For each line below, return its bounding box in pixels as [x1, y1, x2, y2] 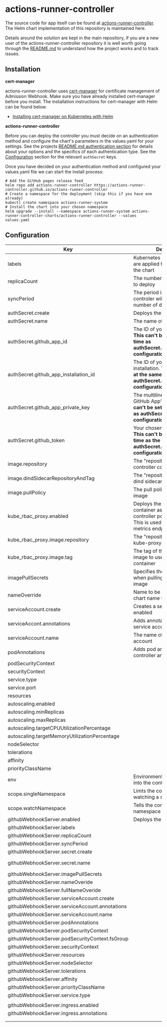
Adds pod [133, 645, 156, 652]
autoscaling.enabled [7, 700, 55, 707]
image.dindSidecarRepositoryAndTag [7, 475, 95, 482]
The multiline [133, 391, 164, 398]
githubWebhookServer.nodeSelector [7, 959, 93, 966]
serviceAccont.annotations [7, 620, 71, 627]
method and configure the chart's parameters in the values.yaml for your [5, 138, 154, 144]
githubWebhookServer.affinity [7, 975, 78, 982]
